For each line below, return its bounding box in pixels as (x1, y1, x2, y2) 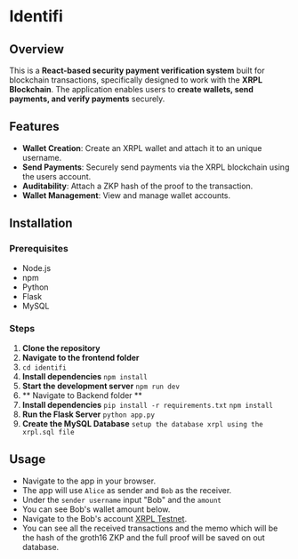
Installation (9, 216, 73, 231)
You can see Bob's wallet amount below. (21, 504, 171, 515)
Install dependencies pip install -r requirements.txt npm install (21, 399, 274, 410)
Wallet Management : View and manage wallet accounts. (21, 189, 231, 201)
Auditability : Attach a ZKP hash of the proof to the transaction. (21, 180, 254, 191)
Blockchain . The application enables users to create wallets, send (9, 84, 254, 94)
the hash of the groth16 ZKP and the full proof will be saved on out (21, 531, 265, 543)
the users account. (21, 171, 92, 181)
